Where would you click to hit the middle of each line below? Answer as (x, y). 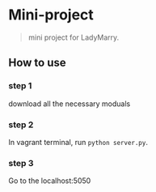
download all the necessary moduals (70, 104)
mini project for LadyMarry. (74, 37)
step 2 (21, 125)
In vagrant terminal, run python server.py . (78, 142)
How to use (37, 63)
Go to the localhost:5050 (50, 181)
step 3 (21, 163)
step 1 (20, 86)
